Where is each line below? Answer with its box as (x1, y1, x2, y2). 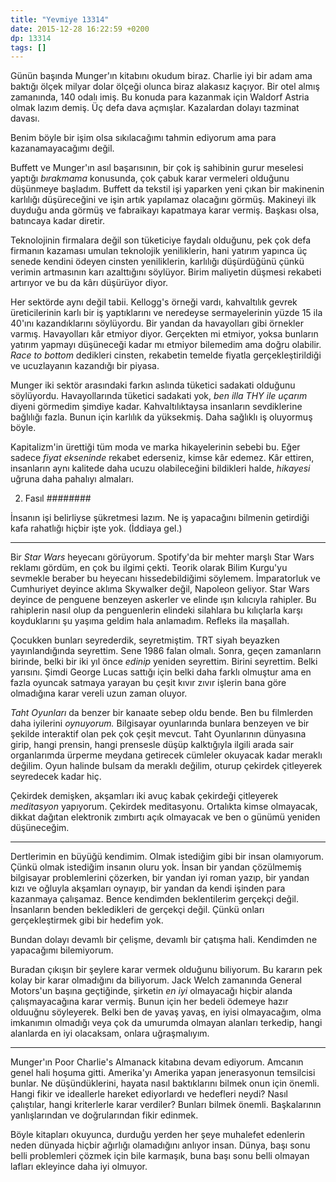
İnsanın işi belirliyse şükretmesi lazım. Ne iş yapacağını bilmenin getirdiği (10, 512, 310, 524)
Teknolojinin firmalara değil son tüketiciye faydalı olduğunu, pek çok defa (10, 234, 312, 246)
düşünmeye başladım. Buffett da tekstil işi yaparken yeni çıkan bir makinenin (10, 183, 325, 195)
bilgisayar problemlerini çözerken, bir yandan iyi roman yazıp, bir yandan (10, 872, 310, 884)
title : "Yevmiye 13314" (10, 14, 110, 25)
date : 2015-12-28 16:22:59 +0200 (10, 24, 150, 34)
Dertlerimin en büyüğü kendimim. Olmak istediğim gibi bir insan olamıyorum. (10, 851, 325, 863)
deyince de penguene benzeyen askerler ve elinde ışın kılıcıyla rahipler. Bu (10, 594, 317, 606)
